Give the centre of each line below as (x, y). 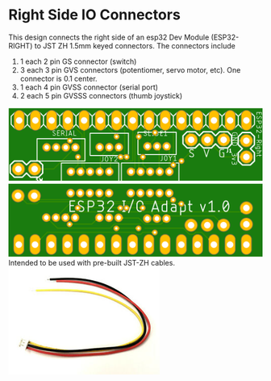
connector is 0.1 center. (59, 78)
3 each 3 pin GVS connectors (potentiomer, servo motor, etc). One (130, 69)
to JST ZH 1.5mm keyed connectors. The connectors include (135, 45)
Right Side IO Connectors (95, 15)
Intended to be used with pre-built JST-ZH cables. (92, 262)
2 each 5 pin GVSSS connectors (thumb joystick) (101, 95)
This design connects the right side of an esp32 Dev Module (109, 37)
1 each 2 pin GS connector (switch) (78, 61)
